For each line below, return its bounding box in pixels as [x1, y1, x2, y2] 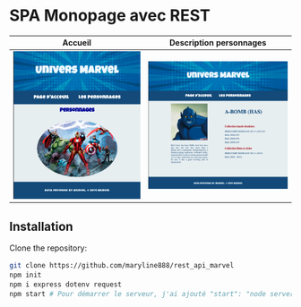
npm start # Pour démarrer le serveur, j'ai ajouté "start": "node [9, 289, 267, 298]
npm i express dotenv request [9, 279, 123, 289]
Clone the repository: [9, 243, 88, 253]
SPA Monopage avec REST [9, 5, 211, 26]
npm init [9, 270, 42, 279]
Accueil [62, 38, 92, 48]
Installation [9, 218, 73, 234]
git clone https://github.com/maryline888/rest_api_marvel [9, 260, 235, 269]
